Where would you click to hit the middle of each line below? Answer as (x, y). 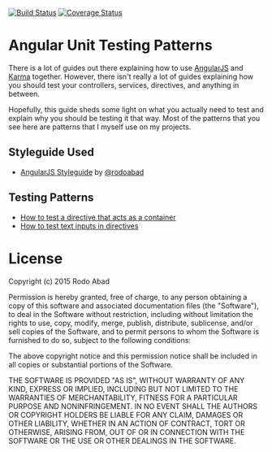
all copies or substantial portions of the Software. (91, 364)
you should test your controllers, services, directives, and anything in (124, 85)
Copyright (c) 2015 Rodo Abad (59, 281)
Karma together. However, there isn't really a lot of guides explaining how (131, 76)
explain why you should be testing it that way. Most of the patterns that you (134, 118)
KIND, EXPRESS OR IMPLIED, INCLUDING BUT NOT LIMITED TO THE (123, 389)
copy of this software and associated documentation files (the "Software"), (134, 306)
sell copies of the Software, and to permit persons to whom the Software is (134, 331)
